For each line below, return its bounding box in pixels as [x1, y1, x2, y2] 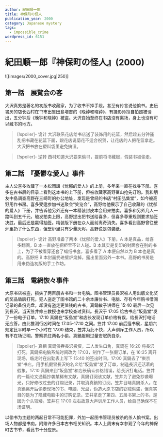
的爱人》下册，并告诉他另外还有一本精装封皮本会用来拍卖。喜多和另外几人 [5, 208, 154, 214]
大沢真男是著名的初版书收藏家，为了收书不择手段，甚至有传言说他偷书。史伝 [5, 102, 158, 108]
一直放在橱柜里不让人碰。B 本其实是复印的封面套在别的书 [42, 242, 157, 248]
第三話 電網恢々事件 [5, 276, 69, 284]
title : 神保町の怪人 [5, 12, 42, 17]
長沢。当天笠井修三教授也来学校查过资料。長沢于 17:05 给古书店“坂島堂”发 [9, 308, 158, 315]
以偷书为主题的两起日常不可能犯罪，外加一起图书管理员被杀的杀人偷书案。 [5, 415, 154, 420]
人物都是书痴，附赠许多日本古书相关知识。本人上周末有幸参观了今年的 [9, 420, 149, 427]
